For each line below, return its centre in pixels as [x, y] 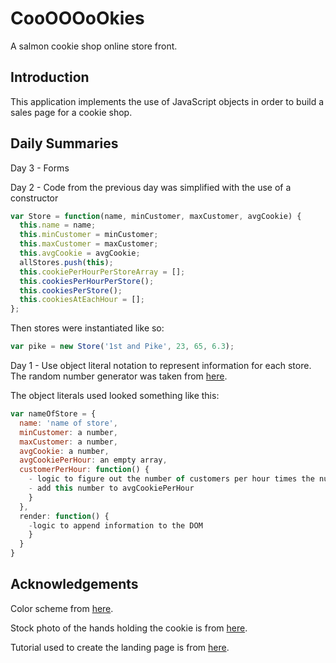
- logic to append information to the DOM [115, 525]
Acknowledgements [74, 584]
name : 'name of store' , [68, 423]
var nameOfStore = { [53, 414]
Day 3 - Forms [40, 168]
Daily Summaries [64, 143]
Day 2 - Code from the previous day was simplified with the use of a [151, 187]
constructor [34, 198]
